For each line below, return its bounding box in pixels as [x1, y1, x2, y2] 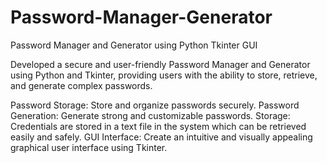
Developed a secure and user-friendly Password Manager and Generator [10, 58, 311, 70]
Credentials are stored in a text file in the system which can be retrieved [10, 120, 307, 132]
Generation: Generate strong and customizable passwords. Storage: [10, 109, 291, 121]
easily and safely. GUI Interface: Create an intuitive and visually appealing [10, 131, 313, 143]
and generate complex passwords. [10, 79, 153, 91]
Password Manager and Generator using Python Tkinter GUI [10, 39, 258, 51]
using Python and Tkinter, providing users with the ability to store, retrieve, [10, 69, 318, 81]
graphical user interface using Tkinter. [10, 141, 168, 153]
